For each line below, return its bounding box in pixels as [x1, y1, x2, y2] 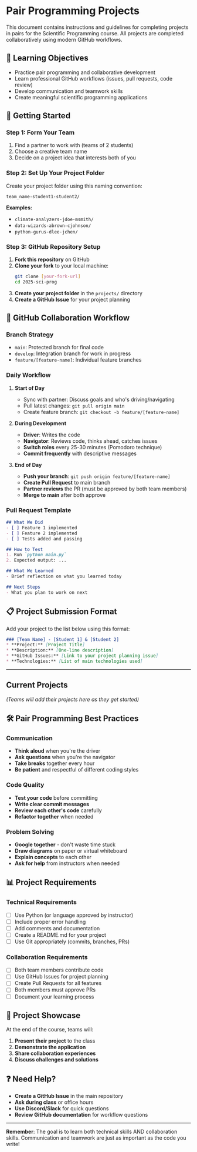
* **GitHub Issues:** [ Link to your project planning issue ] [6, 653, 159, 659]
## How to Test [6, 546, 43, 552]
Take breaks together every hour [14, 760, 95, 767]
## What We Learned [6, 568, 54, 574]
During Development [14, 419, 66, 427]
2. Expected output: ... [6, 557, 67, 563]
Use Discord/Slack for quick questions [14, 1105, 109, 1112]
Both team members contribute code [14, 966, 104, 974]
